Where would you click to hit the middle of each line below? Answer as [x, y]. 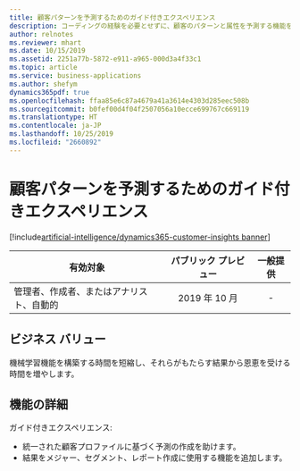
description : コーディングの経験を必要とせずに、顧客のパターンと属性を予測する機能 [148, 26]
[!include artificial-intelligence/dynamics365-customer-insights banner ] [140, 237]
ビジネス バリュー [58, 339]
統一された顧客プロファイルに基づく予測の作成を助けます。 [131, 447]
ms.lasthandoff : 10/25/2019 [62, 134]
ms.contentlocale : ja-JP [55, 126]
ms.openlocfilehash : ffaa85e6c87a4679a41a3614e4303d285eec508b [129, 101]
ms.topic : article [43, 68]
